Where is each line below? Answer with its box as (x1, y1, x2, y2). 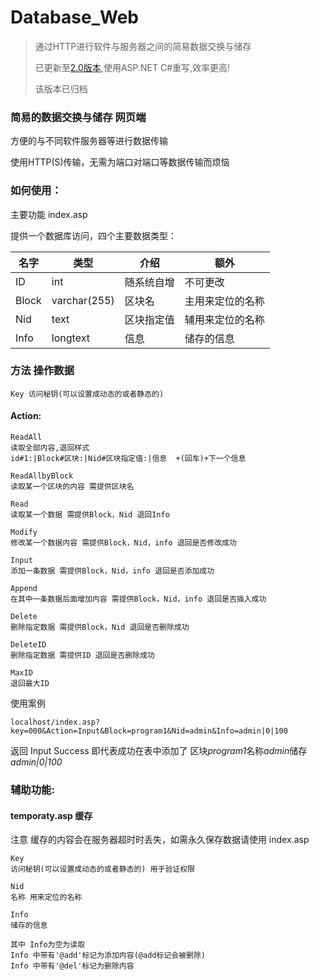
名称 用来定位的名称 (10, 892, 83, 903)
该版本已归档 (34, 82, 88, 95)
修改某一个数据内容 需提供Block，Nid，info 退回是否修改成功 (10, 538, 237, 548)
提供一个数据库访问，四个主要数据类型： (10, 229, 177, 241)
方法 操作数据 (10, 364, 75, 378)
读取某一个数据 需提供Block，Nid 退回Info (10, 510, 170, 520)
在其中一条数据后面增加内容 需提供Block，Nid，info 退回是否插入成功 (10, 594, 267, 605)
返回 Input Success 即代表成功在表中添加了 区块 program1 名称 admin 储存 (10, 745, 308, 757)
